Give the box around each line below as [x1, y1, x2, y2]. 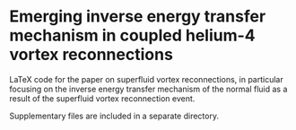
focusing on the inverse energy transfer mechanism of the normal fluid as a [9, 83, 288, 94]
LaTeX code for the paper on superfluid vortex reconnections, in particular [9, 74, 284, 84]
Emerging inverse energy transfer [9, 6, 266, 27]
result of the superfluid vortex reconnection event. [9, 92, 196, 104]
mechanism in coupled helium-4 [9, 25, 256, 46]
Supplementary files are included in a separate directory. [9, 110, 220, 121]
